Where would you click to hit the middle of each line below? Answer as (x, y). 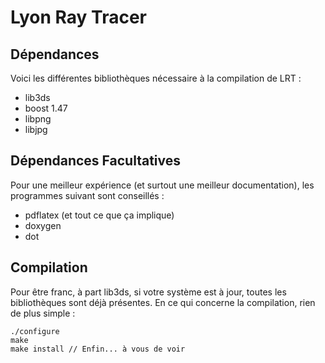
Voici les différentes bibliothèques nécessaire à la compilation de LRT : (156, 78)
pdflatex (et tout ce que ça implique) (99, 215)
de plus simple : (43, 313)
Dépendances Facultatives (96, 161)
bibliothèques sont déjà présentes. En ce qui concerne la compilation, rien (163, 302)
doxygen (43, 225)
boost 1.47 (46, 108)
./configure (35, 331)
